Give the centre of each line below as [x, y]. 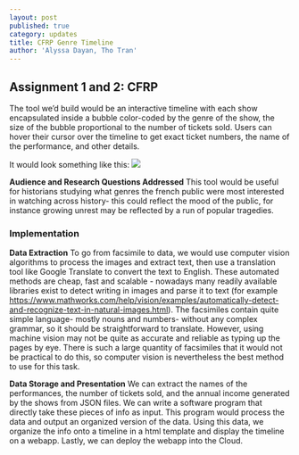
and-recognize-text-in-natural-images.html [89, 310]
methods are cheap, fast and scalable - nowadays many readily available [143, 281]
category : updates [43, 34]
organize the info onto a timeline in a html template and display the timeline [147, 431]
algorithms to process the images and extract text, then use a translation [143, 262]
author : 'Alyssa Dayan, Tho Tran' [74, 51]
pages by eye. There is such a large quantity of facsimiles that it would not [146, 348]
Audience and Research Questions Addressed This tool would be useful [144, 182]
